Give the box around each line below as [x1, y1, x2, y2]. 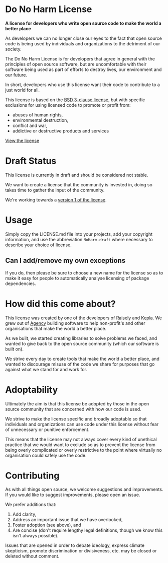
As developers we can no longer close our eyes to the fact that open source [5, 35, 162, 41]
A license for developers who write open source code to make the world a [5, 20, 161, 26]
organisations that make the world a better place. [5, 325, 107, 331]
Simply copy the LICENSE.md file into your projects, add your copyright [5, 231, 153, 237]
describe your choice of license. [5, 242, 72, 248]
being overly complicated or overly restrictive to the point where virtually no [5, 447, 162, 453]
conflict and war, [12, 122, 48, 128]
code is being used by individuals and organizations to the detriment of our [5, 40, 160, 46]
